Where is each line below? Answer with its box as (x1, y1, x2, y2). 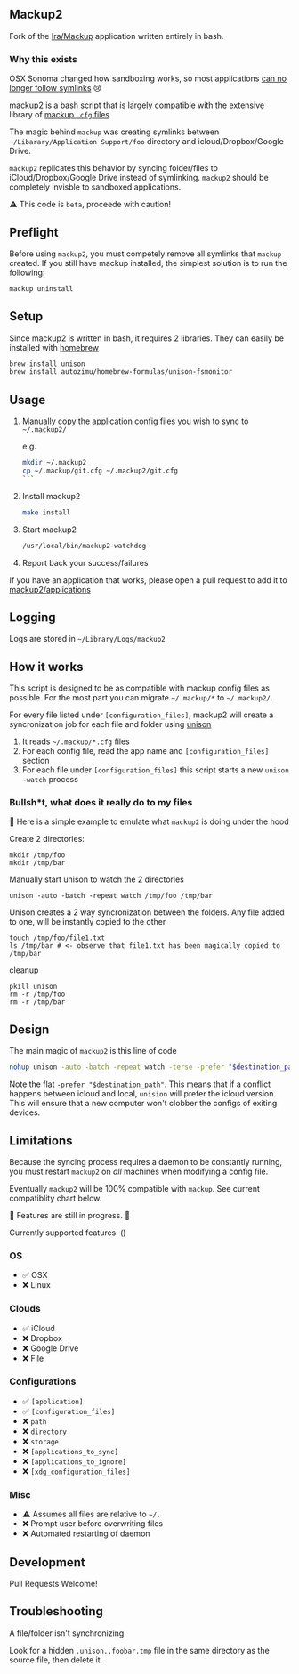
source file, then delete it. (9, 1654, 103, 1665)
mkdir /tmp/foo (9, 851, 66, 860)
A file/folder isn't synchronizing (9, 1628, 125, 1638)
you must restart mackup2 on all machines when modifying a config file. (9, 1166, 269, 1177)
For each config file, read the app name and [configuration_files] (21, 746, 270, 756)
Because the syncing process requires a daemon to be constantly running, (9, 1156, 283, 1167)
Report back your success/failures (21, 557, 149, 568)
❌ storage (21, 1435, 60, 1446)
